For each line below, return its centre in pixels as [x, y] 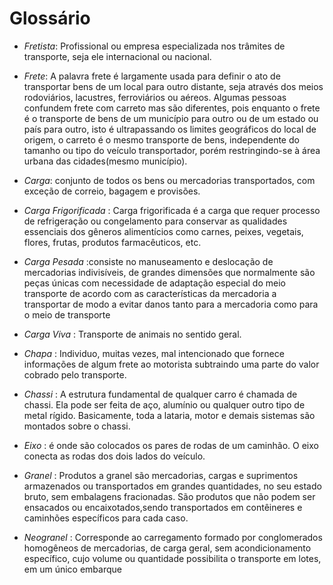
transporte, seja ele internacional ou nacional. [117, 56]
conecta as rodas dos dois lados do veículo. [114, 456]
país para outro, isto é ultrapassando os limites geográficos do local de [170, 129]
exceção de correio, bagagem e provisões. [112, 191]
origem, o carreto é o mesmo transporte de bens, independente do [161, 139]
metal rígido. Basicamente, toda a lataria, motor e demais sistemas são [169, 415]
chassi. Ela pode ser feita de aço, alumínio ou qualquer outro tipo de [164, 404]
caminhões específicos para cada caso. [106, 518]
